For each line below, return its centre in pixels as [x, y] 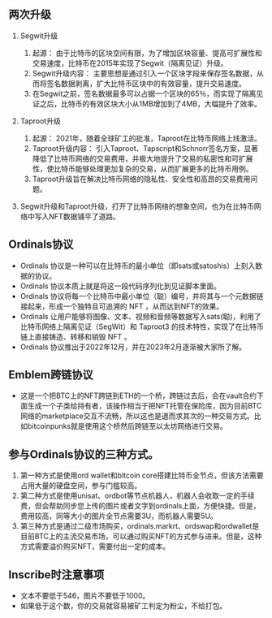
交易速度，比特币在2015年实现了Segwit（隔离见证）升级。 [130, 63]
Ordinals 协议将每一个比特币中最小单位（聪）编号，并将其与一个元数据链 [142, 296]
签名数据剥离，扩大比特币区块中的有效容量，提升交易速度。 [146, 83]
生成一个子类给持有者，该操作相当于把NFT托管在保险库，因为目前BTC [145, 406]
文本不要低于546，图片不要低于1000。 [85, 596]
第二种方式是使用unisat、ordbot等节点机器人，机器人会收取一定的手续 [138, 496]
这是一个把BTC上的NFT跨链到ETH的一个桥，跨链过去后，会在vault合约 [138, 395]
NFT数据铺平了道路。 [84, 216]
